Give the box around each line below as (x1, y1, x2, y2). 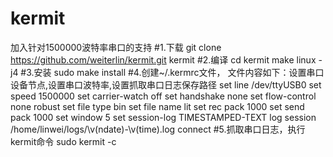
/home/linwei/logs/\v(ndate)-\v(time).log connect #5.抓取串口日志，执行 (10, 123, 306, 135)
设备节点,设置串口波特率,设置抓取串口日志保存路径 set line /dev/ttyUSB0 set (10, 78, 322, 91)
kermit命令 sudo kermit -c (10, 135, 117, 147)
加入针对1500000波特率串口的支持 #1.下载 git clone (10, 41, 222, 53)
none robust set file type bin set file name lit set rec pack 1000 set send (10, 100, 305, 112)
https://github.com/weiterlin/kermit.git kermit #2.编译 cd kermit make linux (10, 53, 317, 66)
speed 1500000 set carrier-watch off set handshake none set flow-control (10, 90, 317, 102)
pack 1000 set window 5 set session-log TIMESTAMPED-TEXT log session (10, 111, 317, 123)
